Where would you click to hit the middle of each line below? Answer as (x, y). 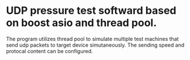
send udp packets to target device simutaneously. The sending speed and (95, 45)
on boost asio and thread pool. (81, 23)
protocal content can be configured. (50, 51)
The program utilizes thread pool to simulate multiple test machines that (93, 39)
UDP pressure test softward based (91, 11)
